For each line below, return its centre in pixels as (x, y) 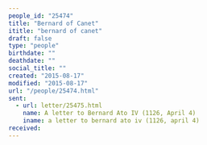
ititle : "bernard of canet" (56, 31)
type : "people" (34, 46)
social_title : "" (37, 68)
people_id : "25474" (41, 16)
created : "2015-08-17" (46, 76)
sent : (17, 98)
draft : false (30, 38)
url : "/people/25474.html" (54, 91)
